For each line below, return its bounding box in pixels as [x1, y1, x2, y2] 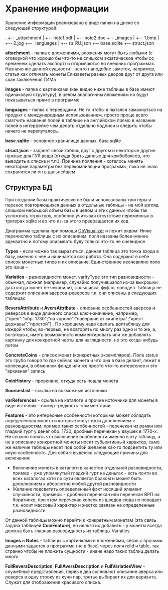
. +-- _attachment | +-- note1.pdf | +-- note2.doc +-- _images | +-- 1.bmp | [5, 35, 159, 41]
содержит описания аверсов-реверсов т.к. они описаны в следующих [5, 290, 157, 296]
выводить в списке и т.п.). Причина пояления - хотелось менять [5, 158, 143, 164]
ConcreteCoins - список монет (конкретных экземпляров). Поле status [5, 352, 158, 358]
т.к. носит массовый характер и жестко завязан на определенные [12, 502, 155, 508]
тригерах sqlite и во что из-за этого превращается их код [5, 218, 129, 224]
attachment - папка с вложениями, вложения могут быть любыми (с [5, 50, 153, 56]
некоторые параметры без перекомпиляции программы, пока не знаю [5, 163, 158, 169]
